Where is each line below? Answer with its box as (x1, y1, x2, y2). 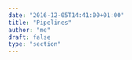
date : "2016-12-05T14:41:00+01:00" (8, 11, 125, 19)
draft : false (8, 33, 51, 41)
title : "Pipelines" (8, 19, 72, 26)
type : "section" (8, 41, 61, 48)
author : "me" (8, 26, 51, 34)
